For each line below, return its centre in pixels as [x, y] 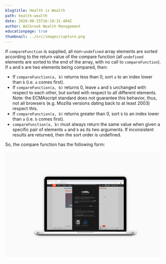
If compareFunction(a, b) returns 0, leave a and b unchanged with [79, 87]
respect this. [25, 108]
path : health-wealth [27, 16]
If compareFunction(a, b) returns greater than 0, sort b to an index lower [86, 114]
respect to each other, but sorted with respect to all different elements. [84, 93]
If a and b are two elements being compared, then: [56, 67]
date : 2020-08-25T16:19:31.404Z [38, 21]
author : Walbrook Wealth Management [43, 26]
